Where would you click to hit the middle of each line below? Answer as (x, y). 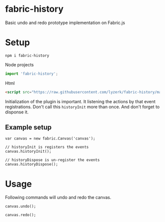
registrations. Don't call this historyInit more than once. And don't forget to (82, 107)
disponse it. (17, 112)
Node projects (20, 64)
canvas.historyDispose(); (31, 165)
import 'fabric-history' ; (31, 74)
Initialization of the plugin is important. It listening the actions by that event (80, 101)
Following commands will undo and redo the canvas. (58, 197)
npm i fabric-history (27, 55)
